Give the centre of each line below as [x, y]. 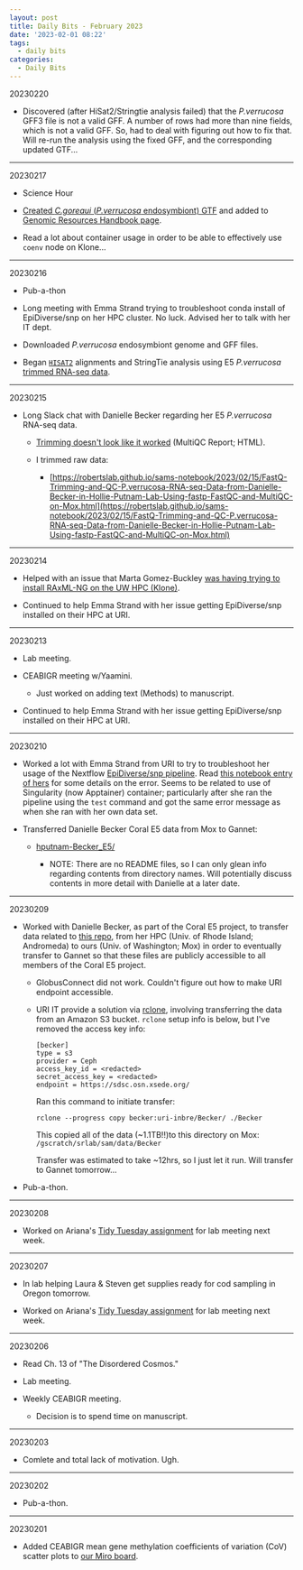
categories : [32, 60]
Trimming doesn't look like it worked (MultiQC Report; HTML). [151, 442]
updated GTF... [50, 149]
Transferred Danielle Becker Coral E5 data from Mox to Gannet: [140, 829]
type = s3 [55, 1053]
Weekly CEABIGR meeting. [72, 1399]
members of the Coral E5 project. [84, 965]
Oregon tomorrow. [56, 1293]
